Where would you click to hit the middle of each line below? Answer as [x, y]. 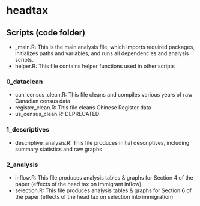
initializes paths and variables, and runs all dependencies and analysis [102, 53]
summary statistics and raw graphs [58, 149]
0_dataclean [25, 82]
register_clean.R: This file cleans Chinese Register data [83, 108]
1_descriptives [28, 130]
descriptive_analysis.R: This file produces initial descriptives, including [102, 142]
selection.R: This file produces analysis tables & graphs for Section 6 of [103, 190]
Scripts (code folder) [46, 33]
